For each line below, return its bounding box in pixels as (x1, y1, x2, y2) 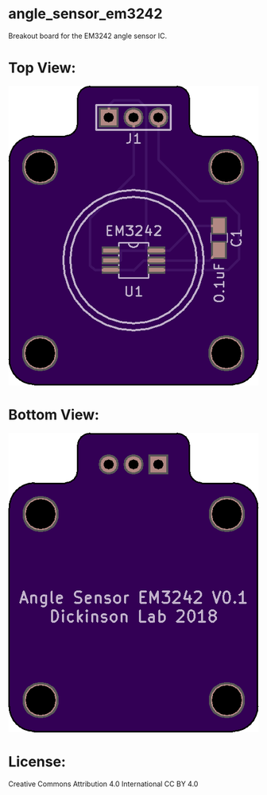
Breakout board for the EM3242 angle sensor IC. (8, 31, 168, 41)
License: (8, 753, 66, 770)
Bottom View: (8, 406, 99, 424)
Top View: (8, 59, 76, 77)
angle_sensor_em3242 (8, 5, 163, 23)
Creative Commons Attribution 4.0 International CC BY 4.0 (8, 779, 199, 789)
